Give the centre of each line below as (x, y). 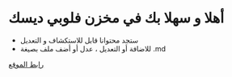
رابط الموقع (26, 64)
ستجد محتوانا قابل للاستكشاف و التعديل (79, 40)
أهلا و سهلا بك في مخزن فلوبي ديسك (116, 18)
